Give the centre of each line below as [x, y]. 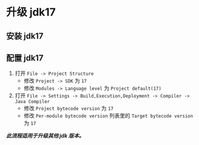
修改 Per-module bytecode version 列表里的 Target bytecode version [108, 116]
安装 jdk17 [25, 36]
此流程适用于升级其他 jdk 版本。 [45, 136]
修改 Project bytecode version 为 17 [69, 108]
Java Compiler [32, 102]
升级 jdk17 [31, 12]
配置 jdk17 [25, 58]
